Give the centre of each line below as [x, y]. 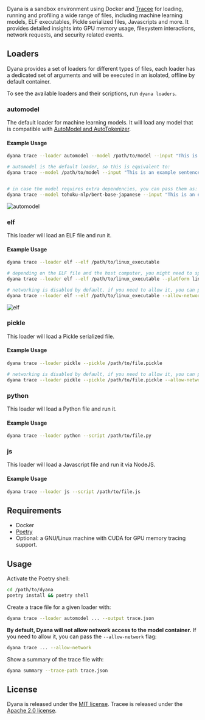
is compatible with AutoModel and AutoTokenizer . [69, 129]
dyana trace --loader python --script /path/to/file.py [79, 436]
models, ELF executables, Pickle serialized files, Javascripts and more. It [98, 22]
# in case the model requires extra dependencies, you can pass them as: [102, 189]
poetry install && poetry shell [48, 595]
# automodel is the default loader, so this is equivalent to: [89, 167]
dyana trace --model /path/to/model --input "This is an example [91, 173]
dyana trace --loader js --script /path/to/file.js [74, 491]
